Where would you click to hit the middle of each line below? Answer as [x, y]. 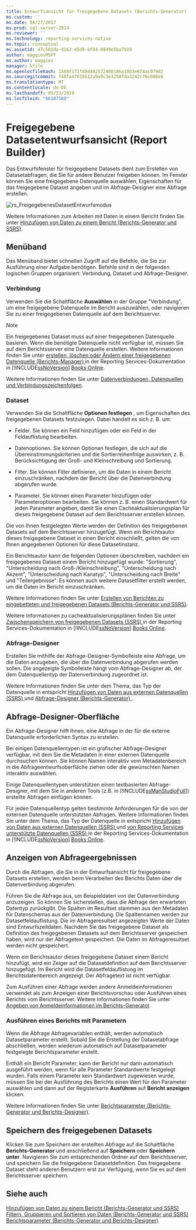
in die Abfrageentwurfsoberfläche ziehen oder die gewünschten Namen [93, 767]
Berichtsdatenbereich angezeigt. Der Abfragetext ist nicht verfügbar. [89, 975]
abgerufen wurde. [36, 484]
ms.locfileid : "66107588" [37, 98]
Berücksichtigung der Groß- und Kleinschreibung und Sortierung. [93, 461]
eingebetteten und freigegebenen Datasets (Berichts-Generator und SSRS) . [97, 604]
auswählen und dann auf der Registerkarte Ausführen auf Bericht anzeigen [98, 1088]
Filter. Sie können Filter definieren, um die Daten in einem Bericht [93, 472]
